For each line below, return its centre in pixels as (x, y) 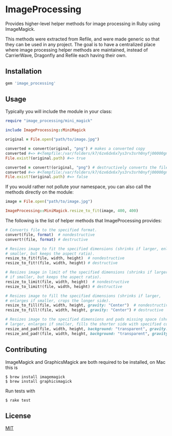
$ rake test (18, 400)
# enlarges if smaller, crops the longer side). (58, 301)
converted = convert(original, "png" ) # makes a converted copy (75, 149)
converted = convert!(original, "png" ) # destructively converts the (81, 168)
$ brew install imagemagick (35, 377)
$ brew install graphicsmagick (39, 381)
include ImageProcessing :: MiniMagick (46, 130)
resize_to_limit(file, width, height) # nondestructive (67, 282)
